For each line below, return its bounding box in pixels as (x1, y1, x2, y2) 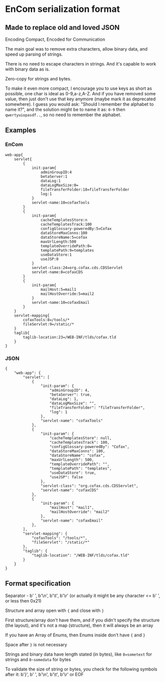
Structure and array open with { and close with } (5, 607, 104, 614)
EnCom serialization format (5, 3, 120, 15)
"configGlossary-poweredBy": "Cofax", (49, 444, 130, 449)
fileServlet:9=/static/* (23, 322, 74, 327)
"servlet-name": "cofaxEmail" (40, 518, 103, 523)
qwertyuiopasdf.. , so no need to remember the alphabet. (5, 112, 121, 118)
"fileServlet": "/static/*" (31, 540, 90, 545)
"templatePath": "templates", (49, 466, 112, 471)
